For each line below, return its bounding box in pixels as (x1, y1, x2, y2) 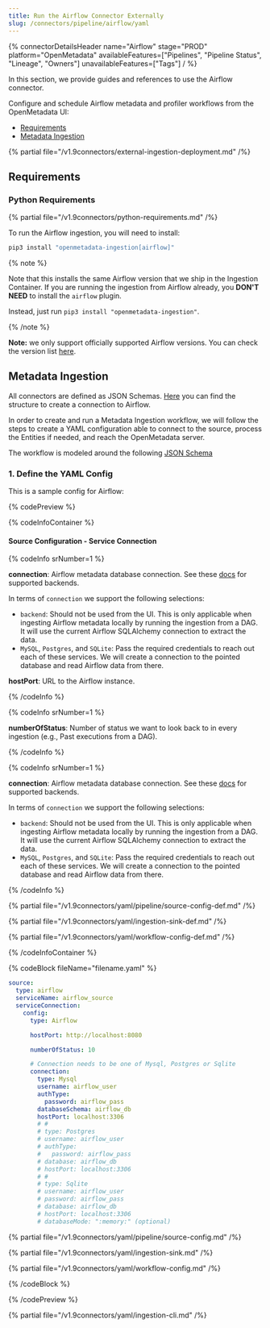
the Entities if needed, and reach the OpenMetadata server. (8, 432, 206, 442)
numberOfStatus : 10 (29, 1045, 95, 1054)
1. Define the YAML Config (8, 468, 114, 479)
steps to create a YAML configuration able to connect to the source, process (8, 424, 262, 434)
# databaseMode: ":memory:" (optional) (37, 1218, 172, 1226)
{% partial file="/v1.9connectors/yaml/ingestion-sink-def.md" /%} (8, 916, 227, 927)
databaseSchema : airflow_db (37, 1105, 131, 1113)
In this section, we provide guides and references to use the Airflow (8, 74, 234, 84)
